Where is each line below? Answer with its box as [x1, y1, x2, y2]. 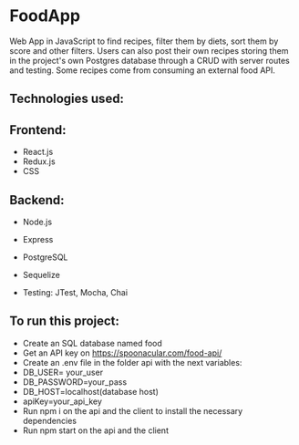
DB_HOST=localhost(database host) [22, 386, 160, 397]
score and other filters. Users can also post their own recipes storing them [9, 45, 289, 56]
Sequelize [22, 269, 61, 280]
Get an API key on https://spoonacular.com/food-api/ [22, 347, 222, 358]
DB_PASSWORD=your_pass [22, 376, 128, 388]
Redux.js [22, 156, 57, 167]
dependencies [22, 415, 77, 426]
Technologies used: [9, 91, 125, 107]
